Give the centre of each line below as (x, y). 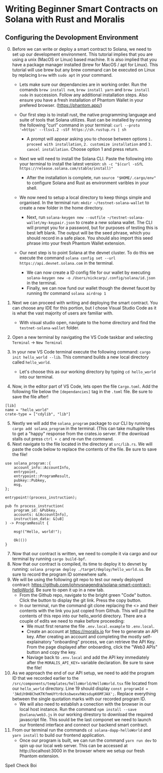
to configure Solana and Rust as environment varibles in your (88, 183)
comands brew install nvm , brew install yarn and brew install (84, 90)
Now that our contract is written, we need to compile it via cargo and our (85, 554)
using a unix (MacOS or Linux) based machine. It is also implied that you (84, 59)
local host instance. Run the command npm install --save (78, 709)
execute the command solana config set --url (67, 258)
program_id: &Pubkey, (36, 510)
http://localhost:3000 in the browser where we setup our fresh (82, 751)
